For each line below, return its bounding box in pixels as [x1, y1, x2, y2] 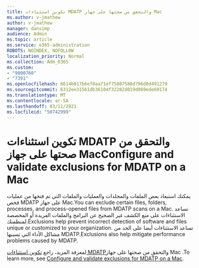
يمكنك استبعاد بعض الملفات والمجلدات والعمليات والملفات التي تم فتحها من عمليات [7, 193, 191, 200]
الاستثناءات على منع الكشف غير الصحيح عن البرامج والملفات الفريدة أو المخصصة [7, 212, 186, 219]
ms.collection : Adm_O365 [7, 59, 69, 65]
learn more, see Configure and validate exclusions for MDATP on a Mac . [7, 255, 184, 262]
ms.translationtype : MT [7, 92, 66, 98]
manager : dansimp [7, 25, 50, 32]
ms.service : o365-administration [7, 42, 90, 48]
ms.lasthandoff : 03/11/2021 [7, 103, 77, 109]
